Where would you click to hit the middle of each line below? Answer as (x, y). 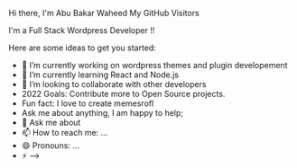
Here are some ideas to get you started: (83, 48)
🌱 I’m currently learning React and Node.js (100, 75)
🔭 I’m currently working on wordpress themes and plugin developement (154, 65)
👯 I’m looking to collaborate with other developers (114, 84)
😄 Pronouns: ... (51, 146)
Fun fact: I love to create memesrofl (88, 103)
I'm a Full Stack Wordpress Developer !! (82, 30)
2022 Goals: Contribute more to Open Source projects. (123, 94)
